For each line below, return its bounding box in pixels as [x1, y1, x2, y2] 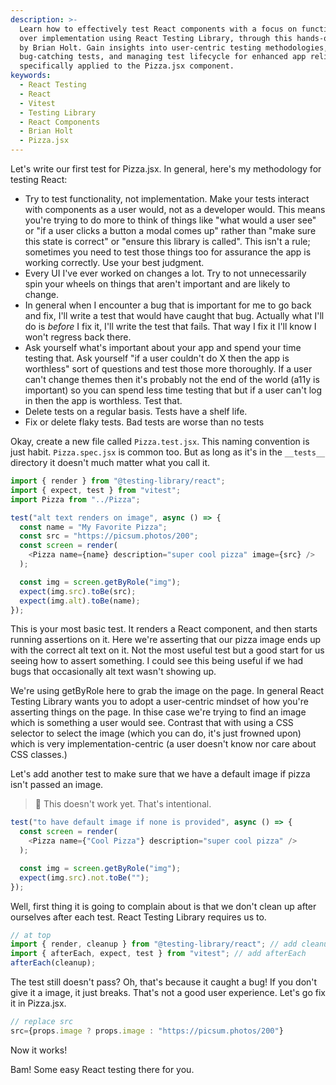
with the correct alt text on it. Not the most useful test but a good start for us [10, 644, 325, 656]
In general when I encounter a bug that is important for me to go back [24, 299, 312, 311]
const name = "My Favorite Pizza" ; [19, 522, 168, 532]
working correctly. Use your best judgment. [24, 257, 205, 268]
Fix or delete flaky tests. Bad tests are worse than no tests [24, 416, 265, 428]
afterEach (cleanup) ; [10, 958, 97, 968]
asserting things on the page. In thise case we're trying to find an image [10, 706, 307, 718]
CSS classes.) [10, 749, 68, 761]
